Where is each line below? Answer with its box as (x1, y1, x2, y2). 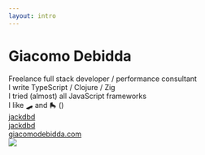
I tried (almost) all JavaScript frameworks (8, 91, 147, 101)
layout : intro (8, 11, 57, 20)
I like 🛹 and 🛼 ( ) (8, 100, 64, 110)
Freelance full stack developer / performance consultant (8, 74, 198, 84)
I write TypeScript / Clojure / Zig (8, 82, 116, 92)
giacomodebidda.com (8, 129, 82, 139)
